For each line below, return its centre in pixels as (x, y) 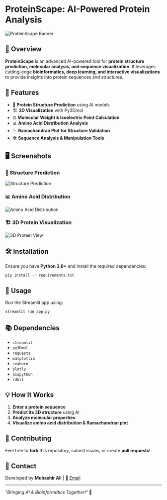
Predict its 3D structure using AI (46, 412)
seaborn (20, 364)
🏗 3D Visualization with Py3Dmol (48, 110)
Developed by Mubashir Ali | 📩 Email (43, 478)
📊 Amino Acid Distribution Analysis (50, 123)
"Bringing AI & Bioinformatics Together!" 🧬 (48, 492)
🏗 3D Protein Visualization (39, 222)
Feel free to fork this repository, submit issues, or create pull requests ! (78, 450)
